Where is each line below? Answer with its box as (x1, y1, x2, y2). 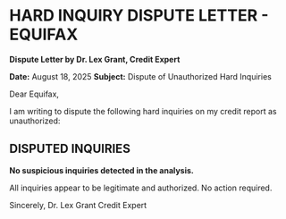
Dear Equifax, (9, 88, 60, 99)
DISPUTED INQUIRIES (9, 141, 131, 156)
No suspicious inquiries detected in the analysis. (9, 164, 195, 175)
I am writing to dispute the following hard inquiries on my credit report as (9, 105, 277, 116)
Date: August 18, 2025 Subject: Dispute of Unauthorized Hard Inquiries (9, 71, 273, 81)
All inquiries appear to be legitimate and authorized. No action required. (9, 182, 273, 193)
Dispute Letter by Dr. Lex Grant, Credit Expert (9, 54, 181, 64)
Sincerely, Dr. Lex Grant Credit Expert (9, 199, 147, 210)
